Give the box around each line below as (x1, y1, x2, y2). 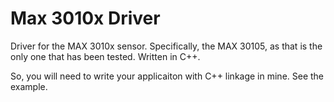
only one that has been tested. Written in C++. (10, 50, 201, 62)
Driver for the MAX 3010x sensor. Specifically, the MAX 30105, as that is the (10, 40, 323, 52)
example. (10, 80, 48, 92)
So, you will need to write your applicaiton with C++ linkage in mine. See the (10, 70, 325, 82)
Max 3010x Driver (10, 7, 161, 30)
